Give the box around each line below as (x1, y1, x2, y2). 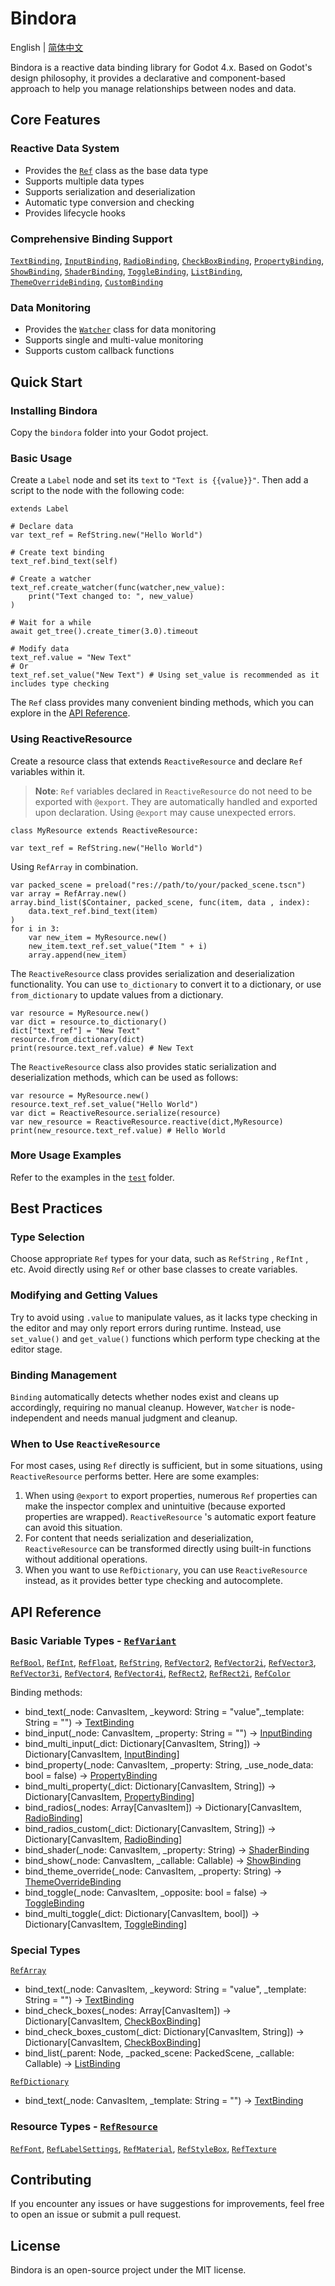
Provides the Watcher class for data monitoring (24, 323, 217, 336)
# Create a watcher (10, 574, 92, 584)
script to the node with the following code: (10, 485, 185, 497)
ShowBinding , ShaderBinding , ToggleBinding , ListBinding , (10, 265, 243, 277)
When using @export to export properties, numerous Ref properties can (24, 1490, 318, 1502)
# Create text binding (10, 548, 105, 558)
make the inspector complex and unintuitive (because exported (24, 1500, 286, 1512)
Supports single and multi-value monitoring (24, 334, 204, 346)
